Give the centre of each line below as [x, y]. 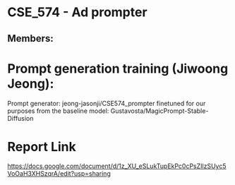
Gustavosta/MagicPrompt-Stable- [159, 111]
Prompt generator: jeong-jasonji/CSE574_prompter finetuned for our [107, 103]
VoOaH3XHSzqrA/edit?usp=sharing [59, 174]
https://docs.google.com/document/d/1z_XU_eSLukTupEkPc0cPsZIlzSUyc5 [117, 166]
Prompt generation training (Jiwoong [118, 68]
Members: [31, 38]
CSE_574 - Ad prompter [77, 12]
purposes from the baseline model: [58, 111]
